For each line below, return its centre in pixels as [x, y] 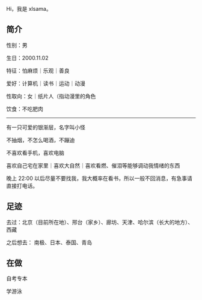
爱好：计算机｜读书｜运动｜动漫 [46, 83]
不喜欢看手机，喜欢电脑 [35, 152]
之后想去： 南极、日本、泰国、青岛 [49, 242]
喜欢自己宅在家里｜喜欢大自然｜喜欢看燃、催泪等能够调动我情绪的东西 [93, 165]
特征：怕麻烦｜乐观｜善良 [38, 70]
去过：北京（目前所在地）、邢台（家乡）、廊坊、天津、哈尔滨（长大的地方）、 [100, 222]
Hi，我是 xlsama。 [29, 9]
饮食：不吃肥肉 [25, 109]
